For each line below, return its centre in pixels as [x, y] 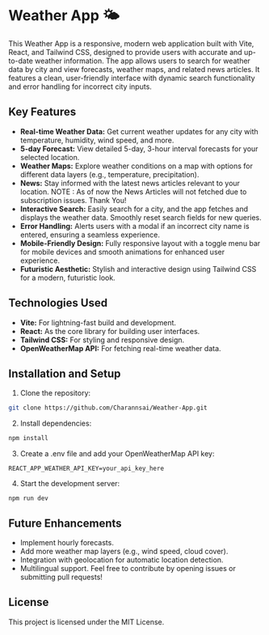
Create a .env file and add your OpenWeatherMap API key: [117, 454]
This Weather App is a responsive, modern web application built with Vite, [131, 43]
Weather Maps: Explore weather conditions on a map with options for [136, 166]
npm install [28, 438]
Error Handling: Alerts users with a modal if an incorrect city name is [134, 226]
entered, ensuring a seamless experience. [90, 235]
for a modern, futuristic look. [67, 277]
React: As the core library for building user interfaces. [110, 331]
